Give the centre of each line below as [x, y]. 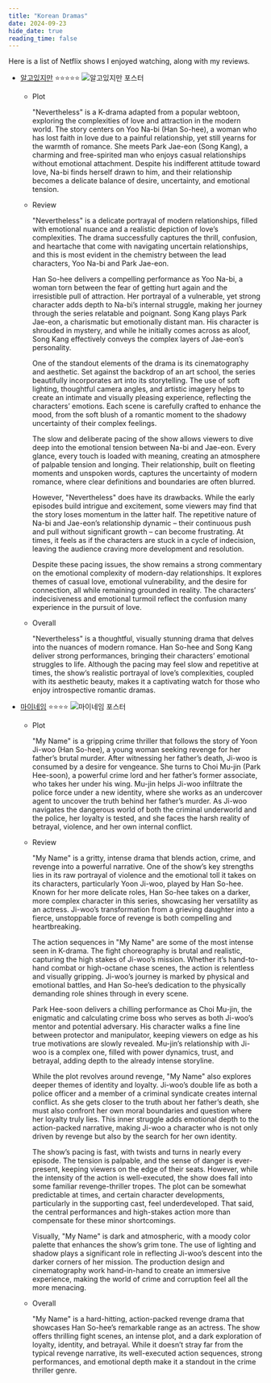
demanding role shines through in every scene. [110, 994]
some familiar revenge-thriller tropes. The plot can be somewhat [139, 1186]
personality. [52, 348]
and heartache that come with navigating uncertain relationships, [140, 246]
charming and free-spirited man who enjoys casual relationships [139, 155]
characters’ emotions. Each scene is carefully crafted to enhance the [146, 406]
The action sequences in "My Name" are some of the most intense [143, 942]
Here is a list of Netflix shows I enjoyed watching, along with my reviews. [129, 61]
